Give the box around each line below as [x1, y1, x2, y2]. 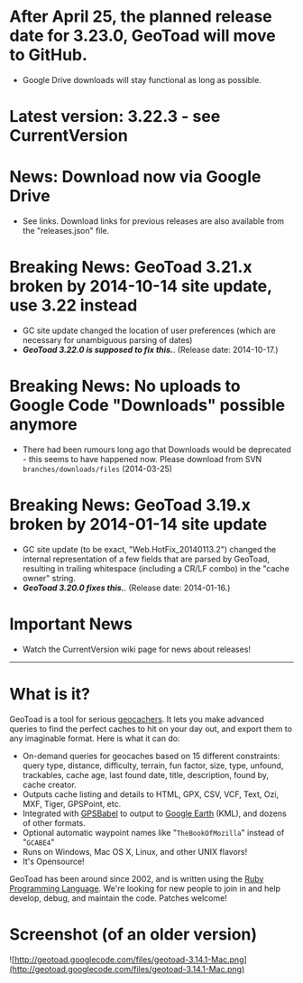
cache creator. [22, 779, 77, 790]
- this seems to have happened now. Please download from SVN [22, 453, 262, 464]
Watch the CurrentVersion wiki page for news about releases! [22, 644, 251, 654]
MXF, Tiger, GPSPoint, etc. [22, 798, 122, 809]
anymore [9, 414, 78, 435]
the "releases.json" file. [22, 226, 110, 236]
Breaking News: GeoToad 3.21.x [9, 257, 252, 277]
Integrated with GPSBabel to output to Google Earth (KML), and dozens [22, 808, 287, 819]
